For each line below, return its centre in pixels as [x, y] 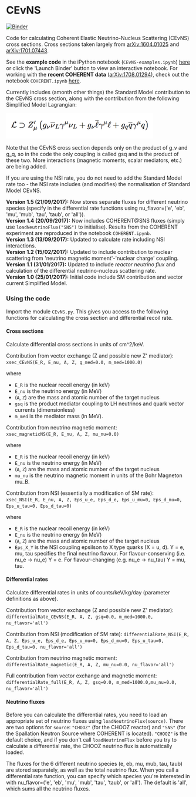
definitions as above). [32, 599]
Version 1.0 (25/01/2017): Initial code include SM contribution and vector [94, 277]
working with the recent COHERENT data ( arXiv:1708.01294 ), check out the [97, 74]
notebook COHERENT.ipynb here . [44, 81]
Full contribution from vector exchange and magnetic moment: [82, 676]
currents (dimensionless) [45, 409]
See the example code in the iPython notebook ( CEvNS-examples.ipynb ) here [98, 62]
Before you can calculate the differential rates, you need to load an [87, 715]
